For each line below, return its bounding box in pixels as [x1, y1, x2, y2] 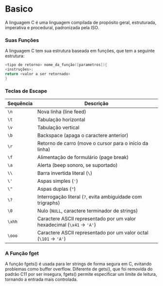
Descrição [84, 100, 109, 107]
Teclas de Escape [5, 88, 48, 94]
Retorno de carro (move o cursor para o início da [37, 140, 148, 147]
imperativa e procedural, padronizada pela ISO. [5, 24, 99, 30]
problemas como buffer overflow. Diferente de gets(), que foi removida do [5, 266, 153, 272]
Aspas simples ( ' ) [37, 178, 79, 184]
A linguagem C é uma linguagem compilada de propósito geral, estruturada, [5, 19, 157, 25]
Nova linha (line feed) [37, 108, 86, 115]
